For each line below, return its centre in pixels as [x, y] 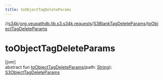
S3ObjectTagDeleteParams [33, 72]
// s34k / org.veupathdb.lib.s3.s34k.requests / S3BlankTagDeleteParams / [76, 23]
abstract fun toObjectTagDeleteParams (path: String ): [59, 67]
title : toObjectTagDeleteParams [38, 10]
